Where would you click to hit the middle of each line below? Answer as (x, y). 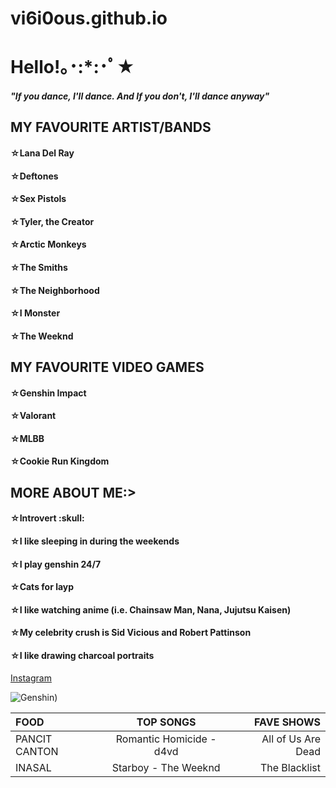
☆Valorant (33, 416)
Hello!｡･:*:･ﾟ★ (73, 67)
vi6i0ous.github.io (89, 18)
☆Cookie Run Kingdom (60, 461)
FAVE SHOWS (287, 722)
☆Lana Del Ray (42, 153)
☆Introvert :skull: (47, 518)
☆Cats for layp (42, 587)
